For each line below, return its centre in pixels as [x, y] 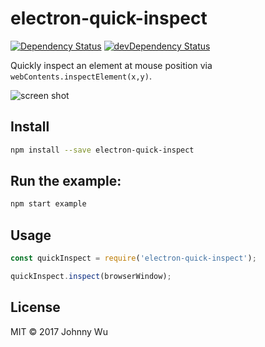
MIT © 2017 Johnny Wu [59, 331]
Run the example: [66, 181]
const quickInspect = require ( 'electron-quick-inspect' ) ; [133, 258]
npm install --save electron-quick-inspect [102, 150]
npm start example [48, 204]
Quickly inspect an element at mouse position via [111, 65]
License [35, 307]
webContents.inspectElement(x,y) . [81, 76]
